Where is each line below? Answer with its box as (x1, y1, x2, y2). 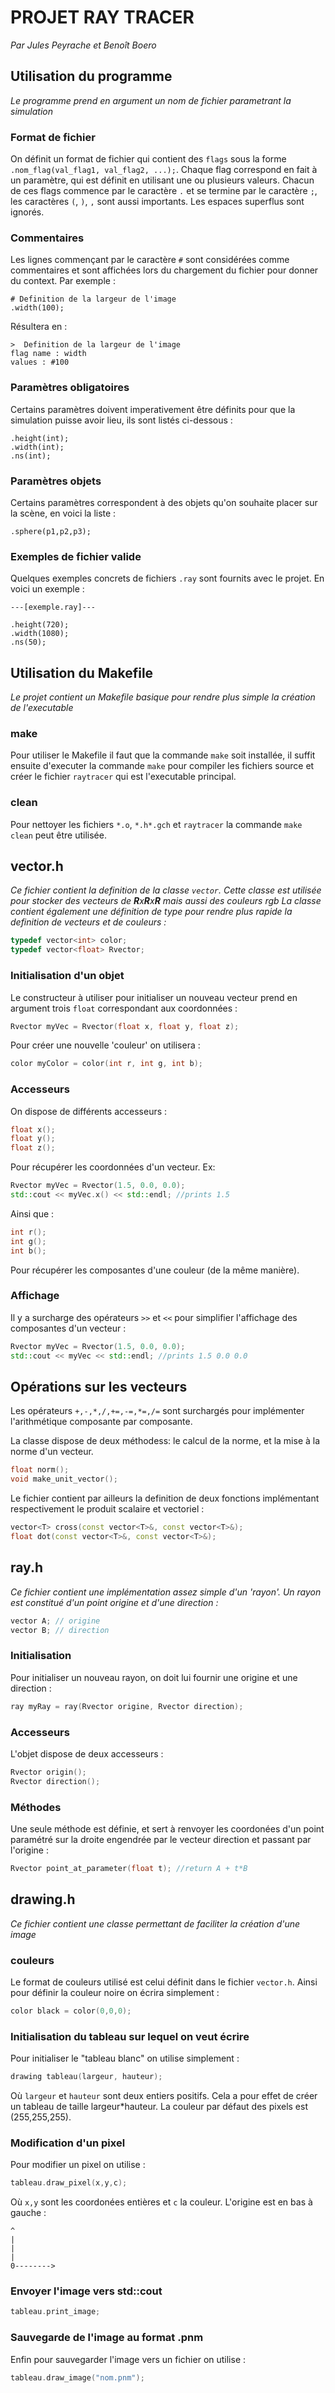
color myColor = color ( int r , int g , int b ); (10, 1059, 203, 1069)
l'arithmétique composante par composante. (10, 1416, 193, 1428)
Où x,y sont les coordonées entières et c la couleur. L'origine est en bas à (10, 2196, 313, 2208)
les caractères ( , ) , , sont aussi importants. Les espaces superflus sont (10, 196, 305, 208)
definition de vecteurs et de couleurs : (10, 916, 167, 928)
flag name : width (10, 349, 87, 359)
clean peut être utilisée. (10, 829, 107, 841)
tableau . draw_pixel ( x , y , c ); (10, 2178, 128, 2188)
